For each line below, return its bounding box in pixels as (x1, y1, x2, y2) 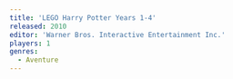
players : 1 (9, 38, 51, 48)
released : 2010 (9, 22, 67, 31)
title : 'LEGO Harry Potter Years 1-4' (9, 13, 157, 23)
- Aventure (17, 55, 59, 64)
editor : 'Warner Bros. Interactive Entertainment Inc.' (9, 30, 226, 39)
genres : (9, 47, 39, 56)
